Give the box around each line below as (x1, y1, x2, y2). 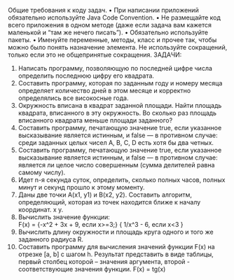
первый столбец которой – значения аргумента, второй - (18, 258, 191, 265)
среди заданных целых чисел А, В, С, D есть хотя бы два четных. (18, 139, 214, 146)
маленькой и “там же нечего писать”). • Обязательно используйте (8, 28, 209, 36)
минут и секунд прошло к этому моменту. (18, 183, 146, 191)
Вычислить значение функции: (18, 213, 111, 221)
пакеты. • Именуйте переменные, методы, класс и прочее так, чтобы (8, 36, 217, 44)
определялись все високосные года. (18, 94, 129, 102)
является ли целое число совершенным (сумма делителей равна (18, 161, 215, 169)
